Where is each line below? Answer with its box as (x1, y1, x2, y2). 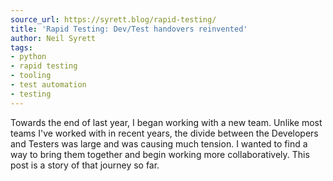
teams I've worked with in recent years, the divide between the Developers (10, 127, 319, 139)
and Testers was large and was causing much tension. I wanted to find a (10, 137, 308, 150)
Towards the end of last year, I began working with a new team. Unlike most (10, 116, 323, 128)
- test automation (10, 80, 87, 90)
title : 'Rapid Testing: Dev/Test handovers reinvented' (10, 24, 248, 34)
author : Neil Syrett (10, 33, 97, 43)
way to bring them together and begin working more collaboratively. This (10, 148, 310, 160)
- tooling (10, 71, 52, 81)
